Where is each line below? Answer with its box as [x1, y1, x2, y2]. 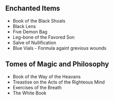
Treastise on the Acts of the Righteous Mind [12, 79, 105, 85]
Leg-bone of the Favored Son [12, 34, 75, 40]
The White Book [12, 90, 47, 96]
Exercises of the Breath [12, 84, 62, 90]
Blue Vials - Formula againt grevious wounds [12, 45, 107, 51]
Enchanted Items [5, 4, 60, 13]
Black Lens [12, 23, 36, 29]
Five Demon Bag [12, 28, 47, 35]
